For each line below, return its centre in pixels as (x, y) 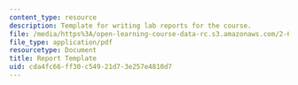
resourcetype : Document (53, 50)
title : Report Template (53, 58)
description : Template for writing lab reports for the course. (130, 26)
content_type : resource (53, 17)
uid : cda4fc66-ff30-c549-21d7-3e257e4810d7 (91, 67)
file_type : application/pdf (61, 42)
